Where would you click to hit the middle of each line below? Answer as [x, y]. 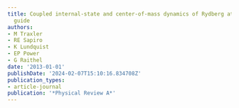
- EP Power [23, 54]
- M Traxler [25, 34]
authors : [20, 27]
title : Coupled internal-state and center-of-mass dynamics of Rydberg [116, 14]
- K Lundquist [28, 47]
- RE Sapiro [25, 40]
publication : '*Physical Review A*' [62, 93]
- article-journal [34, 87]
